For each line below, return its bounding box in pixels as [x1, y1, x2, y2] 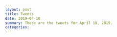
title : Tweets [5, 12, 34, 16]
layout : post [5, 7, 32, 12]
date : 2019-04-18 [5, 16, 41, 21]
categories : [5, 25, 29, 30]
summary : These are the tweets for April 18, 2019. [5, 20, 113, 25]
